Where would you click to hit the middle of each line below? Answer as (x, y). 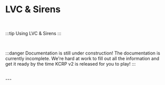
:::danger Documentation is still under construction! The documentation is (83, 53)
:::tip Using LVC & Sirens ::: (33, 33)
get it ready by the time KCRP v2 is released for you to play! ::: (71, 64)
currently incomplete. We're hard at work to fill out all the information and (82, 58)
